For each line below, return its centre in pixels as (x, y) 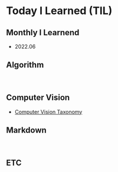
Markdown (27, 130)
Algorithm (25, 65)
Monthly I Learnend (43, 33)
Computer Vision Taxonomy (48, 112)
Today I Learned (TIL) (59, 11)
